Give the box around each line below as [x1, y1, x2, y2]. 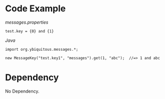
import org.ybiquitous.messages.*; [5, 47, 79, 52]
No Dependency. [5, 88, 40, 94]
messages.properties [5, 19, 48, 25]
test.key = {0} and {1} [5, 29, 54, 33]
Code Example [5, 3, 66, 14]
